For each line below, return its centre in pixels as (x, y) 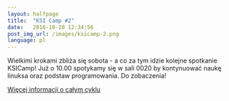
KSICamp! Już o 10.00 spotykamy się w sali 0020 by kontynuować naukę (114, 68)
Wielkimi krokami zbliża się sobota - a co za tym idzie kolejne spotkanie (112, 60)
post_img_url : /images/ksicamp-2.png (63, 34)
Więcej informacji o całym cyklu (54, 90)
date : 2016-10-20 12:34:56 (50, 27)
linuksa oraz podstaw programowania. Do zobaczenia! (87, 76)
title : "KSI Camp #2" (41, 21)
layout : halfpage (33, 14)
